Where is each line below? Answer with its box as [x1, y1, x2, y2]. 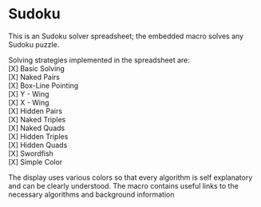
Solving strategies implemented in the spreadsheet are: [8, 55, 190, 65]
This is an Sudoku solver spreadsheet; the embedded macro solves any [8, 31, 244, 41]
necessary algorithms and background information [8, 189, 175, 199]
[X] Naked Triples [8, 114, 66, 124]
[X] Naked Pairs [8, 72, 61, 82]
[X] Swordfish [8, 149, 54, 158]
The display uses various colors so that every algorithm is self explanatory [8, 173, 253, 182]
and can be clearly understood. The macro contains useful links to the [8, 181, 239, 190]
